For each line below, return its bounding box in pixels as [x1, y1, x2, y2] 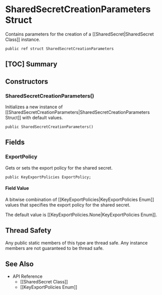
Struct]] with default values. [5, 115, 63, 121]
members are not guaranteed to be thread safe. [5, 245, 104, 251]
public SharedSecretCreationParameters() [5, 124, 94, 130]
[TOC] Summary [5, 60, 58, 69]
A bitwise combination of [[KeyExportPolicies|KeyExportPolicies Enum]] [5, 196, 154, 202]
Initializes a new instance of [5, 104, 63, 110]
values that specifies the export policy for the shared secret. [5, 201, 131, 208]
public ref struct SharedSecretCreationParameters [5, 46, 114, 51]
